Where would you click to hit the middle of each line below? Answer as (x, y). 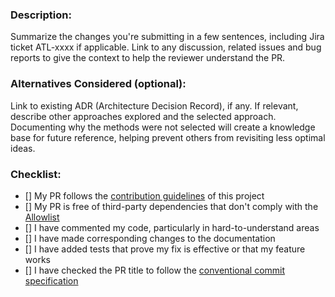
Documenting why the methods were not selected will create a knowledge (163, 127)
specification (51, 280)
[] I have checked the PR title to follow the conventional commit (155, 270)
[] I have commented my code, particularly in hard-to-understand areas (172, 227)
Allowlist (42, 217)
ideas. (23, 148)
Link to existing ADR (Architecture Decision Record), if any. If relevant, (154, 105)
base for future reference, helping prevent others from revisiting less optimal (168, 137)
